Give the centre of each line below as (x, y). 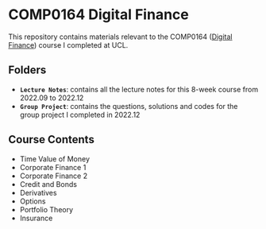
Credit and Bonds (48, 184)
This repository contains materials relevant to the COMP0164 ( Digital (120, 37)
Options (33, 201)
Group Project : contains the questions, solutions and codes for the (129, 106)
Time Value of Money (54, 159)
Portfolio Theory (46, 209)
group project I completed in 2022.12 (80, 114)
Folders (27, 70)
